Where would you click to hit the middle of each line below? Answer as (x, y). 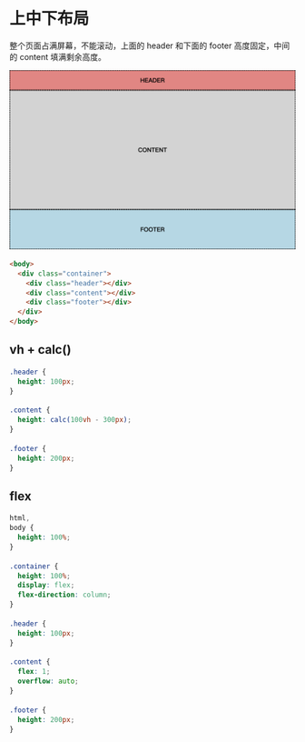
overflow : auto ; (48, 682)
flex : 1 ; (34, 672)
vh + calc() (40, 350)
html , (20, 518)
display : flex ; (46, 586)
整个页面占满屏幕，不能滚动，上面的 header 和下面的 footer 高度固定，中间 (150, 45)
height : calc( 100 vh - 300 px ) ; (74, 420)
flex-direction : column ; (64, 595)
